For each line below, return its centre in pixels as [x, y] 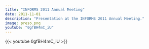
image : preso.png [23, 23]
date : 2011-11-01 [23, 14]
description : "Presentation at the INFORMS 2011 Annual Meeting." [75, 18]
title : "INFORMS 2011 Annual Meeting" [45, 9]
